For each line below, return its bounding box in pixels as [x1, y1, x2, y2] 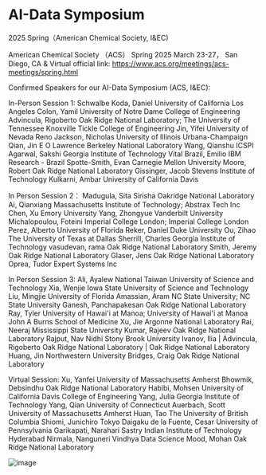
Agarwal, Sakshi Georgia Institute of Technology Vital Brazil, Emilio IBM [8, 149, 241, 159]
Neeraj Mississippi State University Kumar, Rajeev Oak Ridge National [8, 325, 237, 335]
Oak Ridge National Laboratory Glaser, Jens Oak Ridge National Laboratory [8, 250, 255, 260]
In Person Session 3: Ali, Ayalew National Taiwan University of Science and [8, 274, 254, 284]
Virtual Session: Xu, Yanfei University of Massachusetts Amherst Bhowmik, [8, 375, 254, 384]
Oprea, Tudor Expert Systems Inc [8, 259, 118, 269]
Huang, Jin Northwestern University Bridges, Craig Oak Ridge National [8, 351, 240, 360]
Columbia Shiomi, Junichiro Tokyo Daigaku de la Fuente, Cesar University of [8, 417, 259, 426]
